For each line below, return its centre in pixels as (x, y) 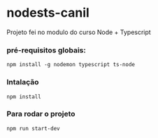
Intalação (23, 82)
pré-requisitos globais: (46, 50)
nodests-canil (48, 13)
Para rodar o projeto (41, 114)
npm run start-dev (33, 128)
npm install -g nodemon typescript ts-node (71, 65)
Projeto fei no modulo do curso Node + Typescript (79, 32)
